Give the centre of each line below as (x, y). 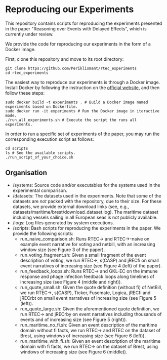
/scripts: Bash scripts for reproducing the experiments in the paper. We (87, 228)
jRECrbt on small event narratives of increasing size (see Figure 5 (88, 298)
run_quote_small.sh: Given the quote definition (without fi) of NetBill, (91, 287)
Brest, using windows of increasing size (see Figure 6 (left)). (83, 336)
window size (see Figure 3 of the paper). (62, 250)
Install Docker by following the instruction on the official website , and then (82, 88)
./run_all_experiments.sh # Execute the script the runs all (71, 120)
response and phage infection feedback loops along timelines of (87, 276)
